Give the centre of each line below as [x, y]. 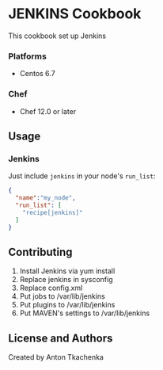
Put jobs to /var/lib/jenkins [62, 296]
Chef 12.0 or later [48, 111]
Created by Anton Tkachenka [56, 357]
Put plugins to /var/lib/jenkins [67, 305]
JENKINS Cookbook [75, 14]
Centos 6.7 [37, 74]
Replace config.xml [51, 288]
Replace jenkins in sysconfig [66, 280]
